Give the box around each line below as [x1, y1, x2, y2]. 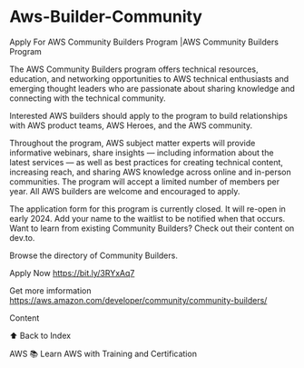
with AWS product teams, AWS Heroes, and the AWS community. [9, 120, 253, 131]
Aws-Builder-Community [9, 6, 202, 27]
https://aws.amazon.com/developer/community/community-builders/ [9, 294, 268, 305]
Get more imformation [9, 284, 92, 296]
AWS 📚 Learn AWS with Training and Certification [9, 348, 198, 359]
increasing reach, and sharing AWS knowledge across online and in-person [9, 166, 292, 177]
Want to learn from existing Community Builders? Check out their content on [9, 223, 295, 234]
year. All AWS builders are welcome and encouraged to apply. [9, 185, 240, 196]
